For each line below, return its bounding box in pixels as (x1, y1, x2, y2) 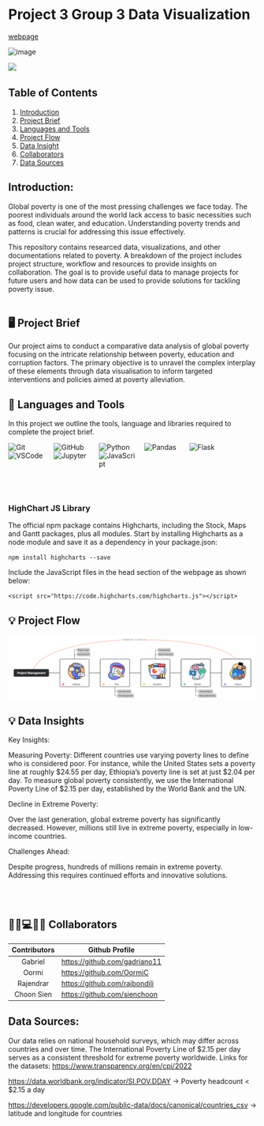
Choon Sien (14, 990, 53, 999)
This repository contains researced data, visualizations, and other (8, 242, 221, 251)
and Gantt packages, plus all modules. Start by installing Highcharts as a (8, 529, 244, 538)
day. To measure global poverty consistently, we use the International (8, 776, 234, 785)
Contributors (11, 945, 55, 954)
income (8, 832, 33, 841)
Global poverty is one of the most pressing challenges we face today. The (8, 202, 248, 211)
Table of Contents (8, 86, 99, 100)
